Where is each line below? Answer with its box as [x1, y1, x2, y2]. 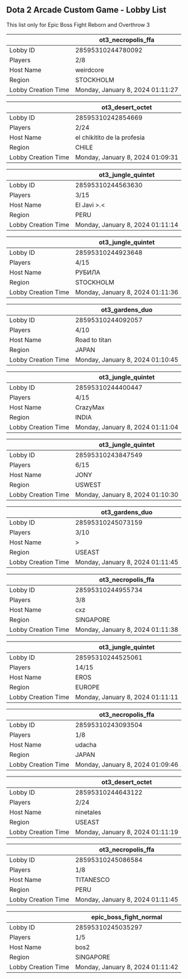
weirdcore [75, 65, 105, 74]
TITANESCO [75, 875, 110, 884]
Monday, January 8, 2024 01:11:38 [75, 625, 178, 634]
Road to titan [75, 335, 111, 344]
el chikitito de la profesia [75, 133, 145, 142]
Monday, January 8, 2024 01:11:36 [75, 288, 178, 296]
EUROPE [75, 683, 100, 691]
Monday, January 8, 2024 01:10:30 [75, 490, 178, 499]
